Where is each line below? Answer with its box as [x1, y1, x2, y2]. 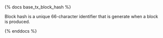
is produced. [4, 19, 30, 24]
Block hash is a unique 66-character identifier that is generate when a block [4, 14, 158, 19]
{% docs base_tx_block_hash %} [4, 4, 71, 10]
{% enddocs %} [4, 28, 37, 34]
